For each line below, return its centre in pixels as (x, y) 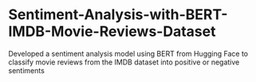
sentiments (27, 70)
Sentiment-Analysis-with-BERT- (118, 15)
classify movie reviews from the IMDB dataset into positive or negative (124, 62)
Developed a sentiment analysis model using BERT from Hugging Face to (128, 53)
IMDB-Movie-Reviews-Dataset (112, 31)
